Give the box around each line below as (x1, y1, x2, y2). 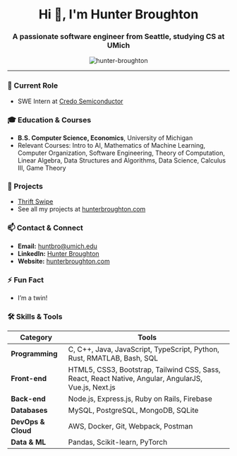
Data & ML (11, 438, 47, 448)
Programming (11, 349, 58, 359)
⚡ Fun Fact (7, 275, 44, 285)
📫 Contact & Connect (7, 223, 83, 233)
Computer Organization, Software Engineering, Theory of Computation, (17, 148, 226, 158)
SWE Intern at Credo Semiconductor (17, 97, 123, 105)
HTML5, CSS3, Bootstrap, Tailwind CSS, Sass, (68, 365, 221, 375)
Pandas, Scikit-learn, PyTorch (68, 438, 168, 448)
